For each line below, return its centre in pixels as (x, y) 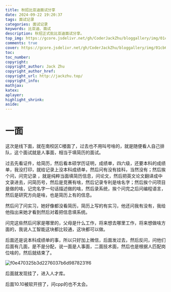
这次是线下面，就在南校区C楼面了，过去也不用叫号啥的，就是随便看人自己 (83, 146)
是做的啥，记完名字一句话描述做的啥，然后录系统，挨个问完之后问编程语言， (85, 189)
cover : (12, 48)
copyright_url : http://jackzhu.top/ (44, 76)
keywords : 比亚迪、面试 (28, 29)
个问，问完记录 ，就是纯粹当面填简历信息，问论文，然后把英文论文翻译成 (82, 176)
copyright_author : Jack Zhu (35, 67)
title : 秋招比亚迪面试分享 (31, 10)
